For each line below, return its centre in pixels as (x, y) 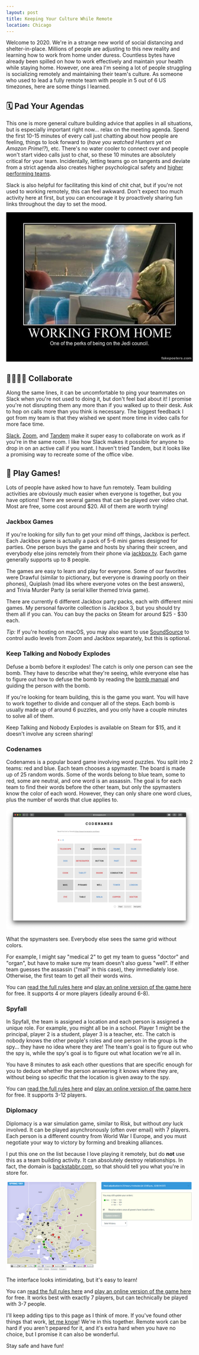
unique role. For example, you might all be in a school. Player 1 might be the (98, 1028)
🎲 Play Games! (33, 473)
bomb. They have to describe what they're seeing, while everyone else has (98, 673)
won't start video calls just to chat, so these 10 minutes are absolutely (91, 155)
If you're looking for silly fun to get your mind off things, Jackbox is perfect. (98, 535)
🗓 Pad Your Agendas (45, 106)
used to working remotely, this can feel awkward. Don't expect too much (95, 191)
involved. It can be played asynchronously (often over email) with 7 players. (98, 1130)
